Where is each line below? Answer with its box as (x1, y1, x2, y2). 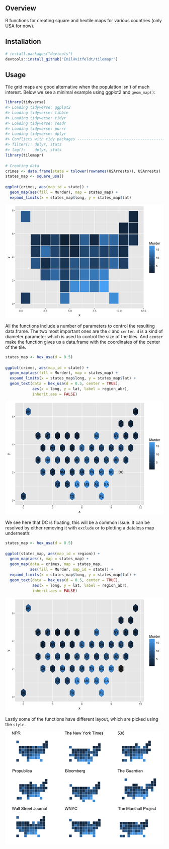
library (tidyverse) (5, 100, 46, 105)
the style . (5, 721, 26, 727)
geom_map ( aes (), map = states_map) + (10, 556, 89, 562)
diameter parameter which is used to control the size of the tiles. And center (5, 333, 163, 339)
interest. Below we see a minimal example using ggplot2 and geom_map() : (5, 89, 156, 95)
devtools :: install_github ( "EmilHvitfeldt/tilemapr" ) (5, 56, 118, 62)
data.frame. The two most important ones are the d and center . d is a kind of (5, 328, 163, 334)
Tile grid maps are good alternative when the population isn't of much (5, 84, 150, 90)
